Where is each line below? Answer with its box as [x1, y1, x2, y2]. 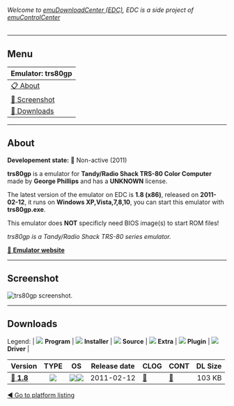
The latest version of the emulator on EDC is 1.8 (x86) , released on [7, 190, 199, 198]
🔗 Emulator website [7, 245, 65, 254]
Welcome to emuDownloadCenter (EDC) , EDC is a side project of [7, 6, 194, 14]
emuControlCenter [7, 13, 61, 21]
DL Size [196, 361, 222, 371]
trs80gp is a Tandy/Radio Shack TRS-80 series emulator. [7, 232, 172, 240]
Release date [91, 361, 135, 371]
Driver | [7, 345, 30, 353]
